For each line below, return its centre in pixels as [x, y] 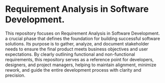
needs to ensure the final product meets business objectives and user [77, 49]
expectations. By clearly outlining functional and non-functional [70, 54]
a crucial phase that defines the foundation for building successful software [83, 39]
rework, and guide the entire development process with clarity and [73, 70]
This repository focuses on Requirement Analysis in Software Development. [82, 33]
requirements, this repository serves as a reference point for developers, [80, 59]
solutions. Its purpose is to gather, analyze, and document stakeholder [77, 43]
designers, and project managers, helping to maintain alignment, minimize [81, 65]
